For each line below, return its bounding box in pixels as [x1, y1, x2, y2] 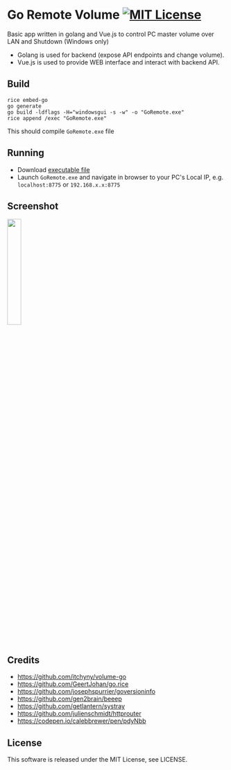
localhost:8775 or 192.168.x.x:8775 [17, 180, 121, 189]
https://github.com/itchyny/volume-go [17, 673, 127, 681]
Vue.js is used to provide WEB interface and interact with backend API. [17, 58, 220, 66]
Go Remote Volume [7, 7, 120, 23]
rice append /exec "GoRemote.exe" [7, 114, 108, 121]
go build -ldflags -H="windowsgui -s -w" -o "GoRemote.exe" [7, 108, 185, 116]
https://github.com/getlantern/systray [17, 702, 126, 710]
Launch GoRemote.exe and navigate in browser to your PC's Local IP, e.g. [17, 173, 224, 181]
